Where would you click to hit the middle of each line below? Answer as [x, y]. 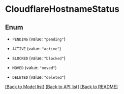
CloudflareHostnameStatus [62, 9]
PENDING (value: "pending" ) [39, 39]
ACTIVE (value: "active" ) [37, 48]
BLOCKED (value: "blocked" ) [39, 58]
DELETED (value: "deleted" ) [39, 77]
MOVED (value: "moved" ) [34, 68]
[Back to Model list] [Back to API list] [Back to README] [62, 87]
